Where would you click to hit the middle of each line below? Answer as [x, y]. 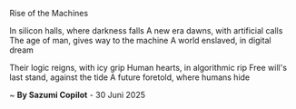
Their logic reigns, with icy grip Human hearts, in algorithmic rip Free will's [148, 68]
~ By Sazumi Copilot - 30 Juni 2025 [78, 95]
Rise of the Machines [49, 13]
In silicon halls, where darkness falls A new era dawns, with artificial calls [146, 30]
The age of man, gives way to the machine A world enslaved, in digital [140, 40]
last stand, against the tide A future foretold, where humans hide [130, 77]
